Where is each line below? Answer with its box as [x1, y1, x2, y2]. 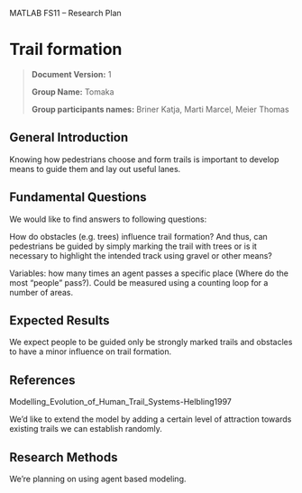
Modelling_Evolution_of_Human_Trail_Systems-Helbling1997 [9, 397, 233, 407]
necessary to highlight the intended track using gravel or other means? [9, 250, 272, 260]
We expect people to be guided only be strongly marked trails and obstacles [9, 337, 293, 348]
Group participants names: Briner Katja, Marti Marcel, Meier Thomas [31, 104, 290, 114]
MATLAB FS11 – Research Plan [9, 8, 122, 18]
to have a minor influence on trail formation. [9, 346, 172, 357]
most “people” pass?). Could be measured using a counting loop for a [9, 277, 269, 288]
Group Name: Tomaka [31, 86, 114, 97]
